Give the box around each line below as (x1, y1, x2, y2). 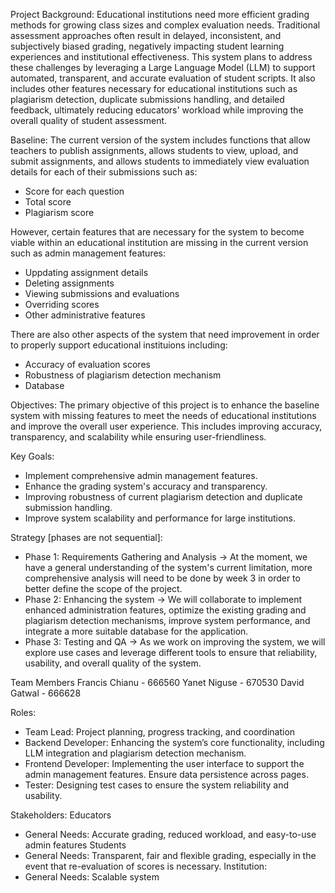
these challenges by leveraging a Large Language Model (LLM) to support (10, 62, 316, 73)
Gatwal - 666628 (10, 687, 82, 699)
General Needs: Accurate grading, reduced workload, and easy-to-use (24, 829, 317, 840)
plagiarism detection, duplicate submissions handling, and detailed (10, 94, 285, 105)
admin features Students (24, 839, 127, 851)
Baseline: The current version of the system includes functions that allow (10, 134, 311, 146)
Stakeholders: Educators (10, 809, 112, 821)
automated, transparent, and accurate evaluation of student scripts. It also (10, 72, 316, 84)
